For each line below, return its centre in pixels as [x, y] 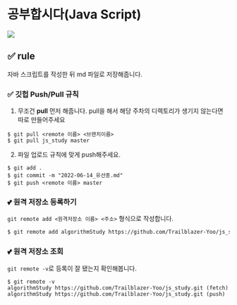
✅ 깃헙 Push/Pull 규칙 [43, 94]
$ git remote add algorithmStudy [56, 232]
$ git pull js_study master [49, 141]
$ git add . [25, 168]
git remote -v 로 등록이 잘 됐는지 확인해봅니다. [72, 268]
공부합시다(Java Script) [74, 14]
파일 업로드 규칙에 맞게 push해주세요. [69, 155]
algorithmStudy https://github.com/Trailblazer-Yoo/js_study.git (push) [116, 294]
